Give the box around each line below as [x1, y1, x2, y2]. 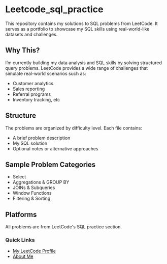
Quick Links [5, 236, 35, 244]
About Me [12, 253, 34, 259]
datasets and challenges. [5, 31, 58, 37]
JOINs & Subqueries [12, 184, 55, 191]
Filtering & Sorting [12, 195, 51, 202]
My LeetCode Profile [12, 248, 56, 254]
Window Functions [12, 190, 52, 196]
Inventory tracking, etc [12, 96, 60, 102]
